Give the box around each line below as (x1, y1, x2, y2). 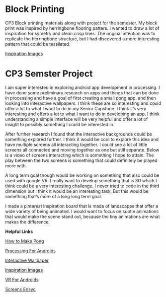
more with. (5, 162, 27, 168)
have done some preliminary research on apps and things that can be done (5, 89, 159, 95)
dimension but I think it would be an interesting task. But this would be (5, 188, 149, 194)
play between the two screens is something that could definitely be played (5, 157, 158, 163)
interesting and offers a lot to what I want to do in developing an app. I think (5, 111, 160, 117)
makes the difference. (5, 219, 50, 224)
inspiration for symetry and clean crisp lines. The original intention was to (5, 30, 156, 36)
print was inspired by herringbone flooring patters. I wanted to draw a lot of (5, 25, 160, 31)
